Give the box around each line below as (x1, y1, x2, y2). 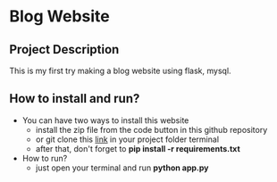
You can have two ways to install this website (21, 114, 189, 126)
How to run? (21, 153, 68, 163)
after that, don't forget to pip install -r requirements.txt (35, 143, 241, 153)
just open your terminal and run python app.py (35, 162, 209, 173)
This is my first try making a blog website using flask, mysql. (9, 65, 231, 76)
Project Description (9, 42, 120, 57)
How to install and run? (9, 91, 140, 106)
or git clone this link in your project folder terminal (35, 134, 220, 145)
